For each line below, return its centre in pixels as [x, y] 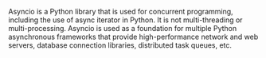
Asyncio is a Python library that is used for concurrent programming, [121, 12]
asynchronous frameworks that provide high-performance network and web [133, 37]
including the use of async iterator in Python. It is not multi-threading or [125, 20]
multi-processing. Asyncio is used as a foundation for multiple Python [123, 28]
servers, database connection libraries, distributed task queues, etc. [120, 45]
